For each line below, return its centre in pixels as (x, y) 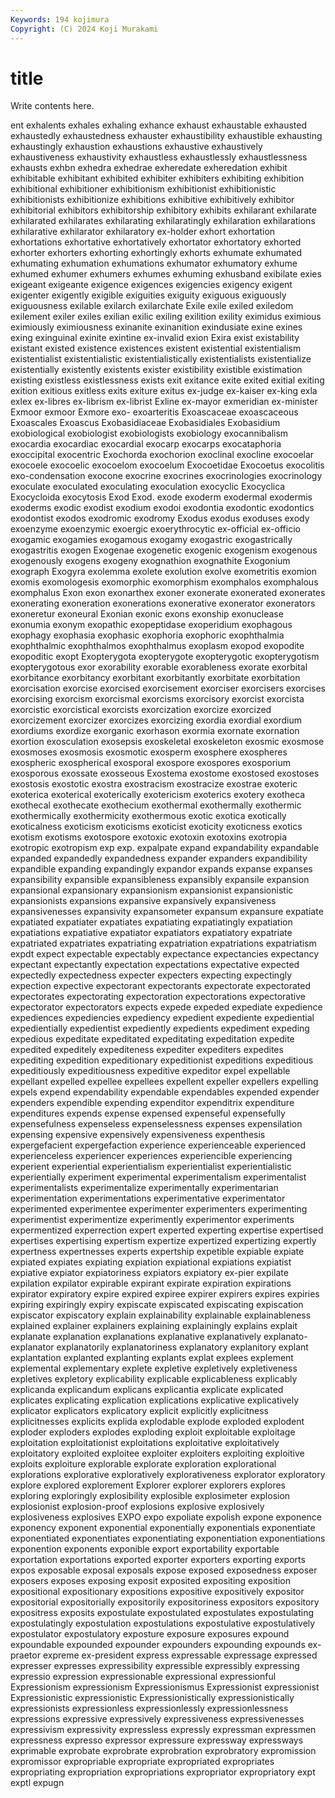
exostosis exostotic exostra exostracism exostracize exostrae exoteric (154, 784)
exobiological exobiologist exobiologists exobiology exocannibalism (149, 433)
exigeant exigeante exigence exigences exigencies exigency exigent (151, 285)
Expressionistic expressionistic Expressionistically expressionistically (152, 1698)
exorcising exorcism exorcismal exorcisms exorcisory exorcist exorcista (157, 699)
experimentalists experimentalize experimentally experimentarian (144, 1188)
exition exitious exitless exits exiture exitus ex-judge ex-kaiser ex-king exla (164, 391)
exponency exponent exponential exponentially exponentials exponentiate (163, 1528)
